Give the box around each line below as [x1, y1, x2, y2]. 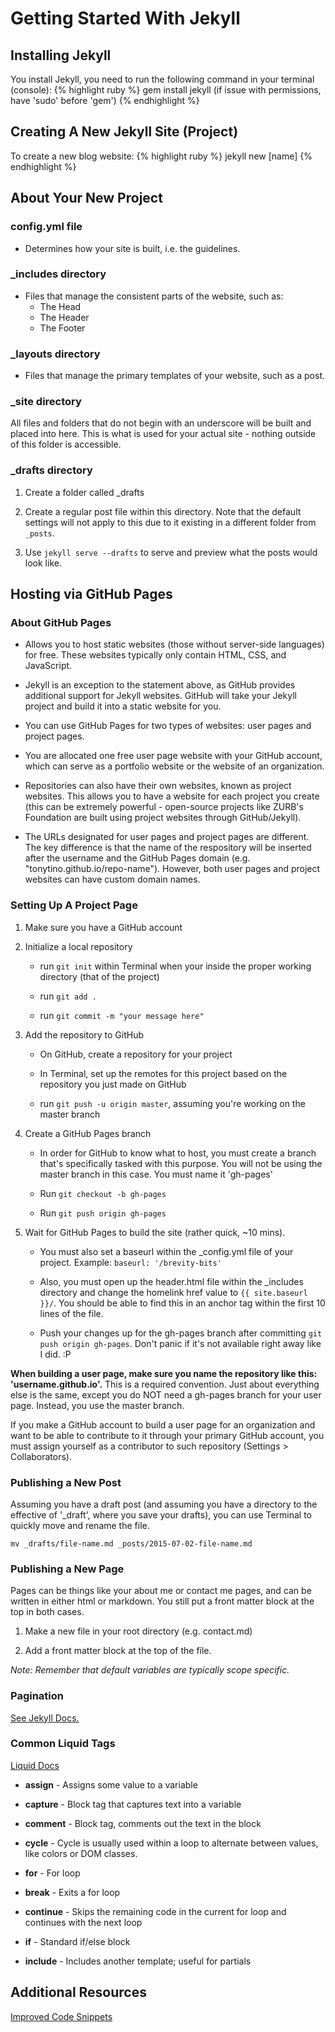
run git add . [39, 990, 97, 1002]
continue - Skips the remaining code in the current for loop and [24, 1905, 287, 1917]
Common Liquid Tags [10, 1737, 116, 1751]
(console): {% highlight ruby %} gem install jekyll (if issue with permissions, [10, 84, 322, 96]
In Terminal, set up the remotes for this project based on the [39, 1067, 288, 1079]
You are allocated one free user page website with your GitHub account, [24, 750, 323, 762]
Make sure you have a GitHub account [24, 921, 183, 933]
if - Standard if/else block [24, 1935, 131, 1947]
